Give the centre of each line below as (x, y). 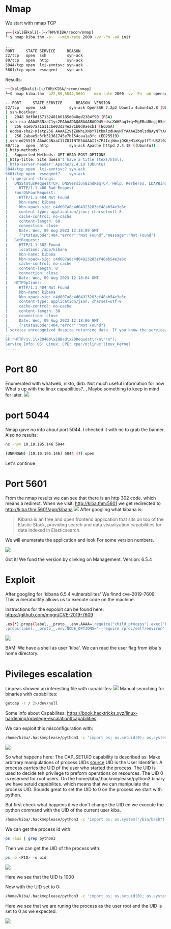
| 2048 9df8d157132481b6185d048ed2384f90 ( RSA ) (59, 117)
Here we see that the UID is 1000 (40, 877)
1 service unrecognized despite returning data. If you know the (76, 330)
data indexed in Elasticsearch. (49, 530)
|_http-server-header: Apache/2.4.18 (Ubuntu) (55, 164)
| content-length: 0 (32, 269)
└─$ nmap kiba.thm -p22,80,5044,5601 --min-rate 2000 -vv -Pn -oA (78, 94)
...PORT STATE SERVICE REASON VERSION (58, 103)
